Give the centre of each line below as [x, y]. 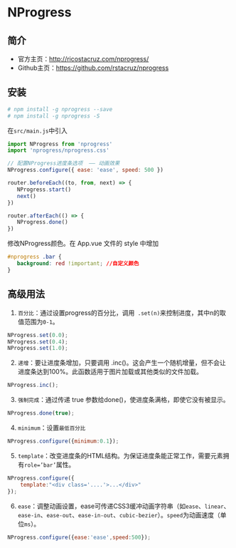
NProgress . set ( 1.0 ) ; [38, 348]
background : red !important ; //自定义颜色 [78, 264]
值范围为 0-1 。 [38, 321]
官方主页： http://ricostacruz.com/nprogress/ [83, 59]
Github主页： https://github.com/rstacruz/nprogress [93, 68]
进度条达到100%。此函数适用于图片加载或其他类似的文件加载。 [110, 372]
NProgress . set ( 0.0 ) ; [38, 335]
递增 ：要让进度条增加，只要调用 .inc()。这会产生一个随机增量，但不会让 [122, 363]
